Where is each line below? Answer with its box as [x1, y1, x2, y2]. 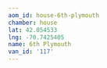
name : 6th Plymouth [8, 41, 72, 48]
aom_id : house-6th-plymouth [8, 11, 100, 20]
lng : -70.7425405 [8, 33, 65, 41]
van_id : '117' [8, 48, 55, 55]
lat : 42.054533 [8, 26, 58, 34]
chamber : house [8, 19, 58, 27]
